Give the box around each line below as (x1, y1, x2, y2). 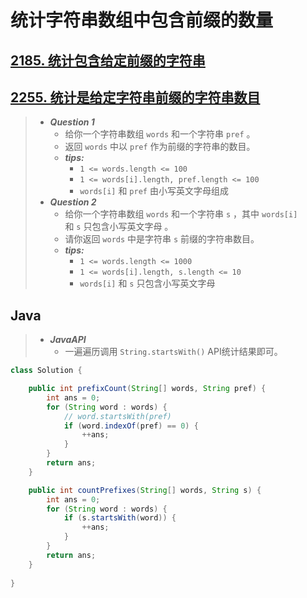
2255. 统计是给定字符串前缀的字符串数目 (10, 89, 261, 106)
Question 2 (49, 196, 97, 208)
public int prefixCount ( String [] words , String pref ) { (28, 384, 267, 394)
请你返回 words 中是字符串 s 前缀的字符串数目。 (64, 233, 260, 245)
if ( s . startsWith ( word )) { (63, 513, 177, 523)
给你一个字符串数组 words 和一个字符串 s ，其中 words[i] (64, 208, 298, 220)
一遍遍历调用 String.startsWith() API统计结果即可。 (64, 346, 283, 358)
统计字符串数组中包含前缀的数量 (10, 9, 274, 32)
